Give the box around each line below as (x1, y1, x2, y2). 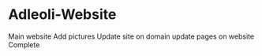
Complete (8, 39, 40, 49)
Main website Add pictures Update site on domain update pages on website (8, 32, 255, 41)
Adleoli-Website (8, 6, 117, 24)
